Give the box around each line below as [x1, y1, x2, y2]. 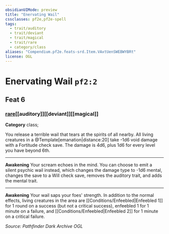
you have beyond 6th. [5, 147, 50, 153]
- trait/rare [10, 40, 37, 45]
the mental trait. [5, 178, 38, 184]
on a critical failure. [5, 213, 45, 219]
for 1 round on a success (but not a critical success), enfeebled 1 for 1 [5, 203, 149, 209]
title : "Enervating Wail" [5, 12, 59, 17]
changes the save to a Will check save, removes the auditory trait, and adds [5, 172, 162, 178]
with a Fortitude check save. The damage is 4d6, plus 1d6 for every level [5, 142, 155, 148]
